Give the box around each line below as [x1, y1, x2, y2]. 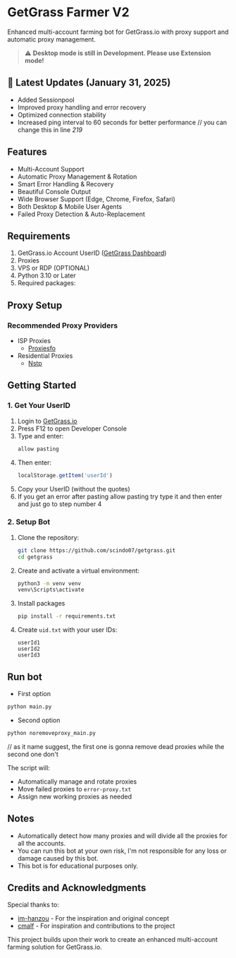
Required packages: [17, 279, 76, 287]
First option [17, 689, 51, 697]
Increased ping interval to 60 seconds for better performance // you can [17, 118, 228, 126]
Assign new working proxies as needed [17, 792, 132, 801]
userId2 [17, 645, 40, 653]
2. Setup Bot [7, 517, 51, 527]
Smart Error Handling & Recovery [17, 179, 114, 188]
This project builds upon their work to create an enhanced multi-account [7, 935, 218, 944]
